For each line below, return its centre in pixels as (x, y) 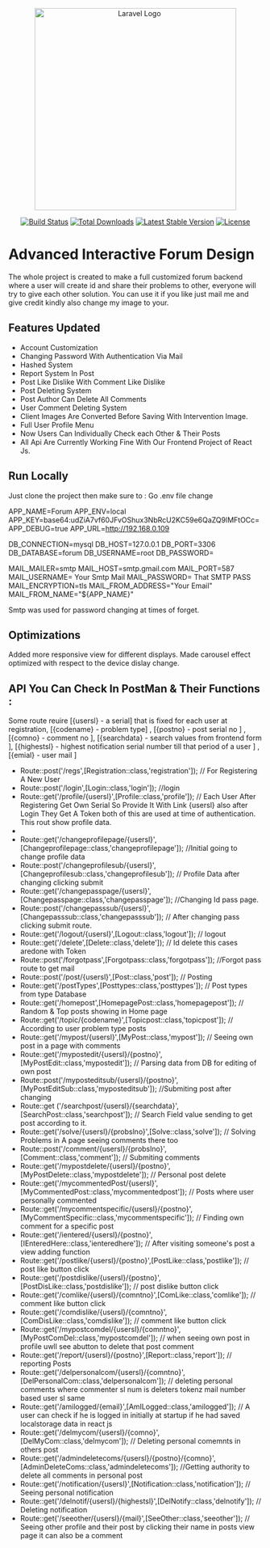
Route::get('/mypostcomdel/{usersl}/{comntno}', (100, 1330)
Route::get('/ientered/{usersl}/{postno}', (86, 1235)
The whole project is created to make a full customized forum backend (126, 277)
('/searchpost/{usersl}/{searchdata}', (118, 1106)
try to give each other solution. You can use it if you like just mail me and (129, 294)
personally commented (58, 1200)
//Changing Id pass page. (217, 900)
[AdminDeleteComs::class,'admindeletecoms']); (99, 1467)
